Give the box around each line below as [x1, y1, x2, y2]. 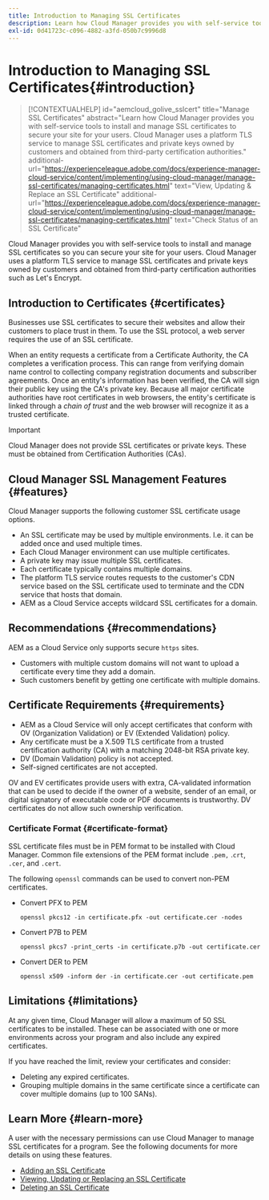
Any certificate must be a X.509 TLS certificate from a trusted [19, 736, 224, 746]
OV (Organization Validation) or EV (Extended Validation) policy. [19, 728, 231, 737]
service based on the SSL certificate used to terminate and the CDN [19, 581, 244, 591]
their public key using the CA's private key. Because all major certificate [8, 384, 245, 394]
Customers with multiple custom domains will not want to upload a [19, 658, 239, 668]
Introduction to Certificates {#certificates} [8, 296, 226, 310]
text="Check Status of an [175, 215, 259, 225]
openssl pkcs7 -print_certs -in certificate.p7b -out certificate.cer [19, 942, 261, 951]
